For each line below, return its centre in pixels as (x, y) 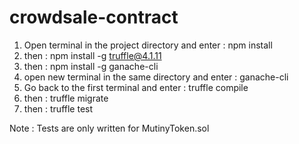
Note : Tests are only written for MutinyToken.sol (109, 128)
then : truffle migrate (66, 98)
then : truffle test (58, 108)
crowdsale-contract (94, 17)
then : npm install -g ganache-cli (91, 66)
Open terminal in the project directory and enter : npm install (148, 45)
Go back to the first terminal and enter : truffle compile (136, 87)
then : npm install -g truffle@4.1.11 (92, 55)
